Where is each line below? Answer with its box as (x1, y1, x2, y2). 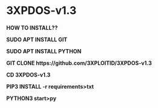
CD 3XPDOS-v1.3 (6, 71, 51, 78)
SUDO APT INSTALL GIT (6, 36, 68, 43)
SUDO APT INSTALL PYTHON (6, 47, 82, 55)
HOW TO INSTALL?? (6, 24, 58, 31)
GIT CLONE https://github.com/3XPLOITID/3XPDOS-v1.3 (6, 59, 153, 67)
